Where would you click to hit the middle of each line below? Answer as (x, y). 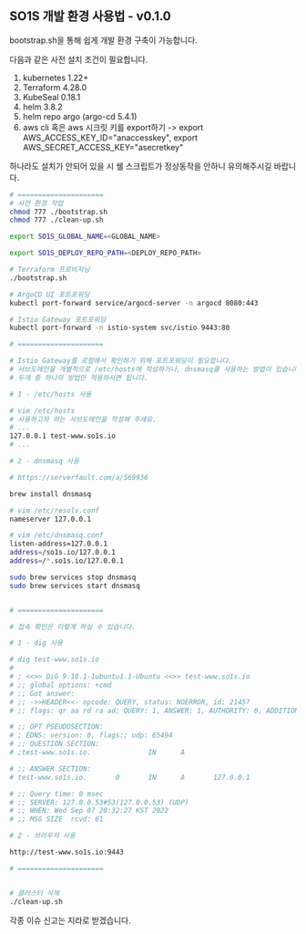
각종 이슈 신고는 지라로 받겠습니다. (70, 920)
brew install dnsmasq (51, 494)
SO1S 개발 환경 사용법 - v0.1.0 (90, 16)
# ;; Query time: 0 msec (56, 794)
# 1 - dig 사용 (36, 643)
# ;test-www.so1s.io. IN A (97, 752)
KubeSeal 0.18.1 (51, 97)
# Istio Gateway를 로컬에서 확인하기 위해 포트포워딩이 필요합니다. (121, 361)
